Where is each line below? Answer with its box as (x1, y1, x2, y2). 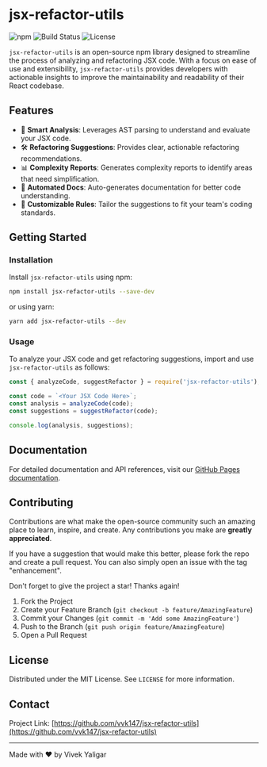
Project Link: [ (9, 719, 55, 728)
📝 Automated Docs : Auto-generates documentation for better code (20, 182, 241, 192)
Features (9, 104, 54, 117)
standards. (20, 208, 56, 217)
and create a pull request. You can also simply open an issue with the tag (9, 558, 248, 567)
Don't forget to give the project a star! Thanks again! (9, 581, 180, 591)
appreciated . (9, 534, 52, 543)
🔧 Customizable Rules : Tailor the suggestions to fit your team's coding (20, 199, 253, 209)
